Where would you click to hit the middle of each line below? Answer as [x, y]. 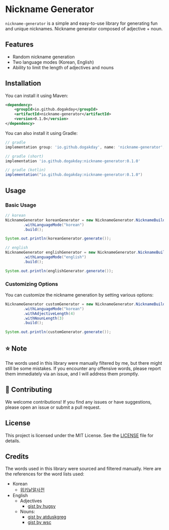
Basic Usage [21, 205]
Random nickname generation [44, 57]
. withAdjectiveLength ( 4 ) [49, 314]
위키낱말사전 [32, 490]
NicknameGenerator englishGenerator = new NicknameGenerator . [72, 253]
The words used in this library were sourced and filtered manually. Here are [83, 469]
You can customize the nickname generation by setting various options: [79, 295]
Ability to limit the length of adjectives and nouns [63, 67]
